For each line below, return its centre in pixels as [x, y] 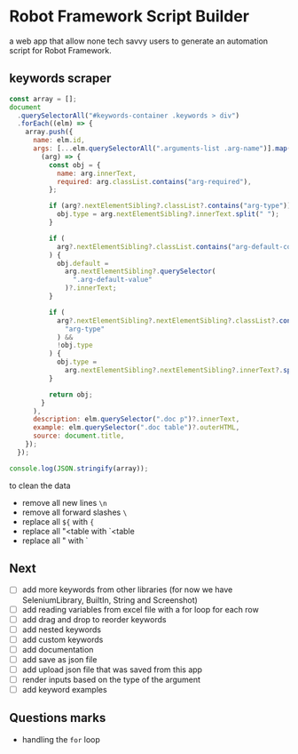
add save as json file [59, 659]
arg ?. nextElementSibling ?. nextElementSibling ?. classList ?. [168, 321]
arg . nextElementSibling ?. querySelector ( [141, 272]
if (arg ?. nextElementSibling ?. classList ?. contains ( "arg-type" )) [170, 206]
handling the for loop [61, 739]
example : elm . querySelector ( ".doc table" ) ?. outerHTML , [136, 428]
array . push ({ [49, 132]
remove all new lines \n [65, 502]
